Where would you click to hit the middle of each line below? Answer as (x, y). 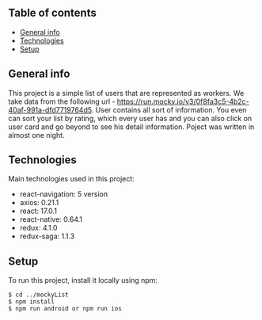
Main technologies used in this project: (71, 179)
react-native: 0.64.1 (51, 219)
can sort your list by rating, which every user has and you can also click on (130, 118)
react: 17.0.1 (38, 211)
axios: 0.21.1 (39, 203)
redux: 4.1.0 (38, 228)
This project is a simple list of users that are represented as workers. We (126, 93)
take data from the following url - (62, 101)
